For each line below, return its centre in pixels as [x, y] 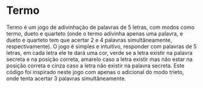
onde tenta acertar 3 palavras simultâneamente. [66, 78]
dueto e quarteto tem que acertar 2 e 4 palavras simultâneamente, [89, 40]
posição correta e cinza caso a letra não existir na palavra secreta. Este [95, 65]
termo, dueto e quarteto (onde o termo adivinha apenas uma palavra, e [95, 33]
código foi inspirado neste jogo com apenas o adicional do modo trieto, [95, 72]
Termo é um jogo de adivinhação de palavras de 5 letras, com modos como [101, 27]
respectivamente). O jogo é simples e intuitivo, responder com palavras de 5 [101, 46]
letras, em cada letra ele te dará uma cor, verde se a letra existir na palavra [99, 52]
